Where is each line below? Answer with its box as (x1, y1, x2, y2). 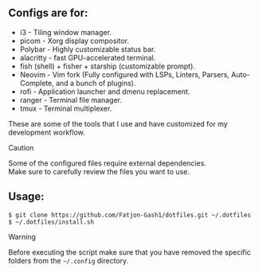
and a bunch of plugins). (55, 78, 136, 88)
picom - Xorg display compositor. (19, 36, 130, 45)
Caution (8, 142, 34, 152)
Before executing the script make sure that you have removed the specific (8, 247, 251, 257)
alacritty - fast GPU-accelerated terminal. (19, 53, 156, 62)
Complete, (19, 78, 54, 88)
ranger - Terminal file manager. (19, 95, 122, 104)
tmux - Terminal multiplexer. (19, 103, 112, 113)
